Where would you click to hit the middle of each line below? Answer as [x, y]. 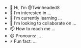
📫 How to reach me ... [32, 29]
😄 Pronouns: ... [26, 36]
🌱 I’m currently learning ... [36, 18]
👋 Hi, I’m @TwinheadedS [35, 8]
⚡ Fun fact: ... [23, 41]
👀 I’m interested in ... [30, 13]
